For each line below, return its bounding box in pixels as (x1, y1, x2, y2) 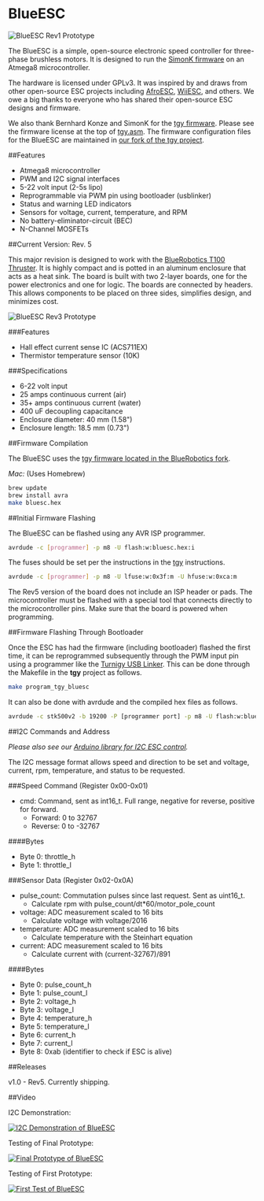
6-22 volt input (19, 381, 68, 391)
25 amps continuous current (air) (19, 389, 127, 398)
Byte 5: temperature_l (19, 1021, 90, 1032)
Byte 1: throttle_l (19, 860, 72, 870)
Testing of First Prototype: (8, 1169, 93, 1178)
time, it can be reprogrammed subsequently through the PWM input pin (8, 651, 240, 661)
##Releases (8, 1062, 47, 1072)
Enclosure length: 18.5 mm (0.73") (19, 423, 130, 432)
